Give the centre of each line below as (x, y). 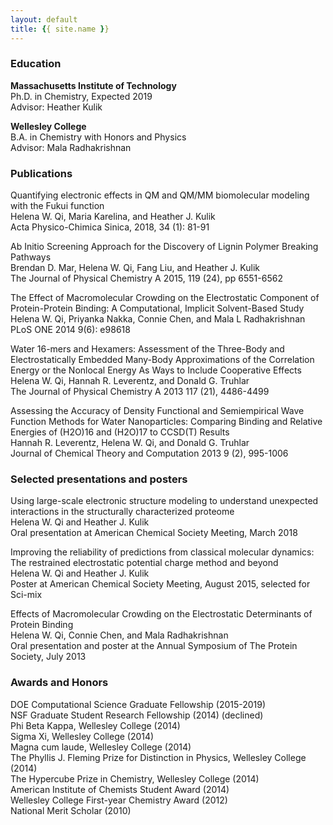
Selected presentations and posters (99, 479)
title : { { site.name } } (60, 29)
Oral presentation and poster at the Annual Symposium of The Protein (154, 646)
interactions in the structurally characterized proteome (122, 512)
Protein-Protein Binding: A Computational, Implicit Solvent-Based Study (157, 308)
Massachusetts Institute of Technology (93, 85)
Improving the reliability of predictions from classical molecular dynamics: (162, 552)
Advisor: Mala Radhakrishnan (71, 147)
